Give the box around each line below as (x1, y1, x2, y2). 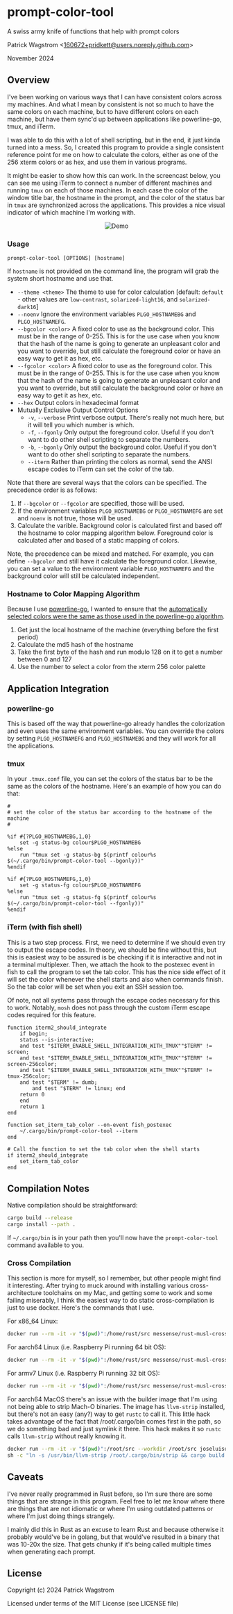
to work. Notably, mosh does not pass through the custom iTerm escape (7, 1003, 211, 1012)
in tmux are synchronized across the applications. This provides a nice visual (7, 201, 225, 209)
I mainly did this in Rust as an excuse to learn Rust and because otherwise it (7, 1525, 224, 1533)
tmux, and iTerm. (7, 122, 55, 131)
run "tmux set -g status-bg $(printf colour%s (19, 852, 157, 859)
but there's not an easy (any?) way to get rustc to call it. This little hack (7, 1410, 211, 1418)
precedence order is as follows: (7, 486, 98, 494)
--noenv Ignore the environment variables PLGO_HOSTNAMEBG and (17, 310, 196, 318)
